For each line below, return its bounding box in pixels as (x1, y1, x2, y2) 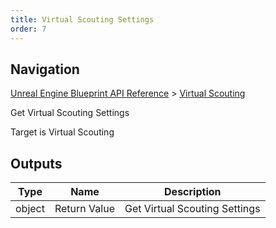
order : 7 (10, 24, 47, 34)
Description (164, 185, 222, 199)
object (15, 202, 45, 216)
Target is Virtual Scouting (10, 126, 115, 138)
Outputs (10, 155, 63, 172)
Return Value (54, 202, 115, 216)
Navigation (10, 61, 80, 78)
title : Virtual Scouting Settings (10, 14, 155, 25)
